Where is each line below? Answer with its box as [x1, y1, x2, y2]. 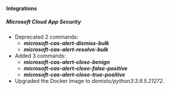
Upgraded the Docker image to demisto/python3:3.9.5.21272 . [14, 77, 165, 84]
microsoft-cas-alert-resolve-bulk [23, 46, 108, 53]
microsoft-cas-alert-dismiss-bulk [23, 39, 110, 47]
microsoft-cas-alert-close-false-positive [23, 65, 128, 72]
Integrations [6, 5, 37, 12]
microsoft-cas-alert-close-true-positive [23, 71, 126, 78]
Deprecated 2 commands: [14, 33, 79, 40]
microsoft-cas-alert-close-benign [23, 58, 110, 65]
